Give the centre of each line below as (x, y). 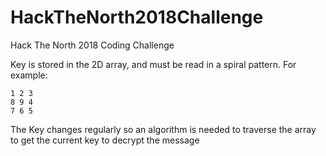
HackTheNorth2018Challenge (137, 17)
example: (29, 75)
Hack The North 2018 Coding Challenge (92, 45)
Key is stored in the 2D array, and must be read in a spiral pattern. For (153, 64)
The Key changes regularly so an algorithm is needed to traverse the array (163, 129)
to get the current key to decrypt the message (105, 140)
